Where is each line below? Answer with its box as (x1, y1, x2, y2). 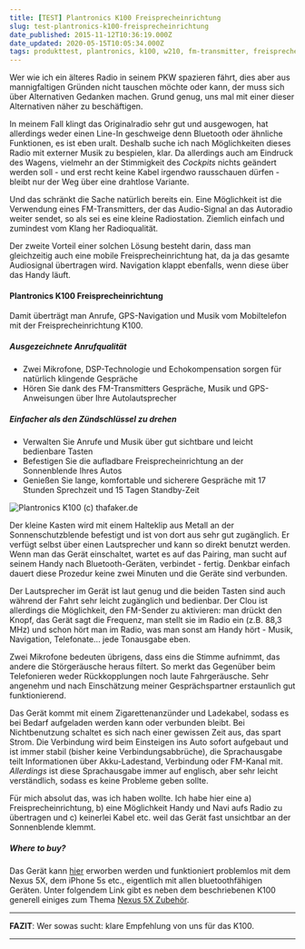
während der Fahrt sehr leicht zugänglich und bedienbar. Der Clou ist (9, 596, 268, 607)
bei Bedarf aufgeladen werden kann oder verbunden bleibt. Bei (9, 717, 245, 728)
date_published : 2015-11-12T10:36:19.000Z (9, 30, 172, 39)
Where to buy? (9, 842, 66, 854)
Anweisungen (22, 392, 74, 404)
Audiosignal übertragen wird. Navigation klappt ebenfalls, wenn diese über (9, 260, 289, 271)
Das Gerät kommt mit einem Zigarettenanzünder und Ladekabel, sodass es (9, 707, 290, 718)
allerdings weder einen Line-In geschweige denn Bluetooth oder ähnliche (9, 128, 283, 139)
